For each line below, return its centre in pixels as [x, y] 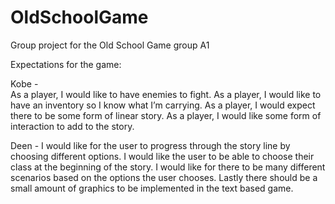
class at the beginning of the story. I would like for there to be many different [168, 167]
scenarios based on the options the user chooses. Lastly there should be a [164, 177]
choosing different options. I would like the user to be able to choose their [162, 156]
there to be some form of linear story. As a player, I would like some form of [166, 115]
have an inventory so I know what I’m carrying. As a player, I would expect [163, 105]
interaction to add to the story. [72, 126]
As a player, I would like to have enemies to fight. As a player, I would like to [166, 94]
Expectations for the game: [66, 64]
